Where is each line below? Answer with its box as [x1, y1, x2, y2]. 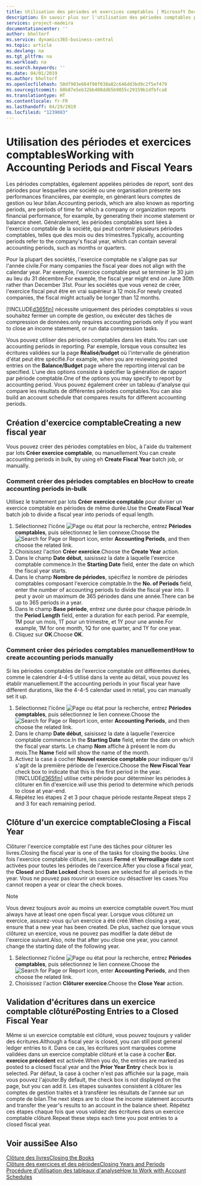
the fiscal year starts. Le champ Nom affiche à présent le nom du [14, 742, 175, 750]
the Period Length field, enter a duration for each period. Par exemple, [14, 612, 190, 619]
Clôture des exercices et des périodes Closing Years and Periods [6, 1161, 165, 1168]
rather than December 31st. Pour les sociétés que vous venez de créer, [6, 281, 181, 289]
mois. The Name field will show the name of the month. [14, 748, 150, 756]
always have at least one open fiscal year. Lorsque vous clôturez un [6, 911, 173, 918]
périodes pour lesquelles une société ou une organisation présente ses [6, 187, 181, 194]
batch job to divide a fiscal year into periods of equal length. [6, 511, 154, 518]
